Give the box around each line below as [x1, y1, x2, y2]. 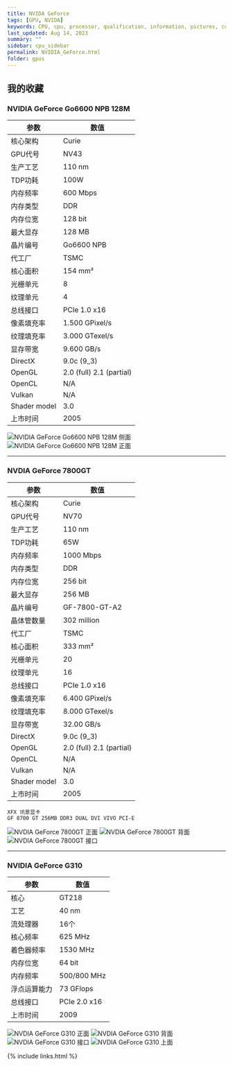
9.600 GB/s [62, 344, 101, 354]
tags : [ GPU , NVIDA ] [7, 17, 64, 24]
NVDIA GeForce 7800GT [7, 466, 92, 476]
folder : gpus [7, 55, 45, 62]
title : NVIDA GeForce [7, 10, 70, 17]
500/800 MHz [59, 971, 106, 981]
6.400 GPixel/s [62, 693, 112, 703]
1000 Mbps [62, 550, 102, 560]
